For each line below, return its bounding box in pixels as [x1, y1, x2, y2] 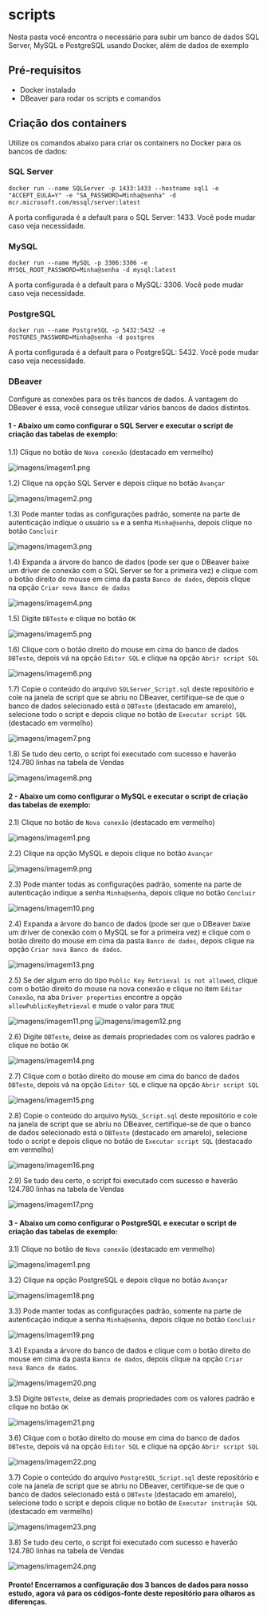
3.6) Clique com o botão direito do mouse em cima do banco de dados [8, 1433, 241, 1443]
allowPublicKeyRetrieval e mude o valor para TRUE [8, 1001, 175, 1010]
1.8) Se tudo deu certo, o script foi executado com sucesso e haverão [8, 749, 237, 759]
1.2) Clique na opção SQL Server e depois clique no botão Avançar [8, 478, 226, 488]
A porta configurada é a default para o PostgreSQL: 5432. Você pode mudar [8, 348, 259, 357]
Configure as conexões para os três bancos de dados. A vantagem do [8, 394, 238, 404]
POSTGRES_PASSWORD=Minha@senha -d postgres [8, 333, 155, 341]
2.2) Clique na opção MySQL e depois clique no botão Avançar [8, 849, 214, 859]
